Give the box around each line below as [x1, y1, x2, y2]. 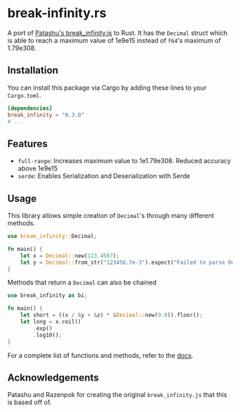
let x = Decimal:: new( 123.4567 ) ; [20, 252, 120, 259]
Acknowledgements [7, 371, 99, 383]
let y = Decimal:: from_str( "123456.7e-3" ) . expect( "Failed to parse [20, 259, 225, 266]
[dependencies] [7, 105, 53, 112]
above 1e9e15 [17, 164, 59, 172]
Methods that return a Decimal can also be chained [7, 278, 157, 287]
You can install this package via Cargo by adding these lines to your [7, 83, 207, 92]
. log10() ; [33, 331, 62, 339]
